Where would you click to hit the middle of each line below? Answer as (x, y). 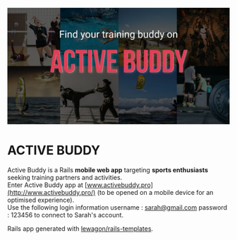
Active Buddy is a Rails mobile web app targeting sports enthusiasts (108, 170)
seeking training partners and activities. (65, 178)
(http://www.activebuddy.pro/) (51, 193)
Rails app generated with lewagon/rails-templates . (80, 229)
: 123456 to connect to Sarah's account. (66, 215)
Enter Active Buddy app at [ (47, 185)
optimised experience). (41, 200)
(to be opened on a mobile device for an (155, 193)
